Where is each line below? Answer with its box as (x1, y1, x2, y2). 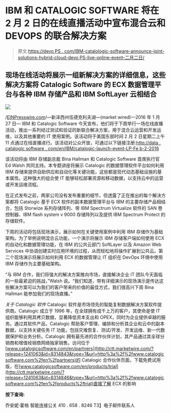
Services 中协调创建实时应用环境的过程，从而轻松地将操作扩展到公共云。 (5, 248, 159, 254)
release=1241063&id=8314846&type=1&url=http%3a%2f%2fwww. (5, 374, 145, 380)
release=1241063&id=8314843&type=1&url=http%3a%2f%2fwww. (5, 351, 145, 357)
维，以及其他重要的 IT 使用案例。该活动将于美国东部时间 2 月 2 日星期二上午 (5, 133, 165, 139)
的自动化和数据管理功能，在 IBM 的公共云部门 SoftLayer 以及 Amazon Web (5, 241, 162, 248)
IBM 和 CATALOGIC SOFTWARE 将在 (5, 5, 159, 16)
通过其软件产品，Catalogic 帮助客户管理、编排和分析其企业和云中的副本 (14, 320, 165, 327)
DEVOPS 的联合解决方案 (5, 30, 107, 42)
